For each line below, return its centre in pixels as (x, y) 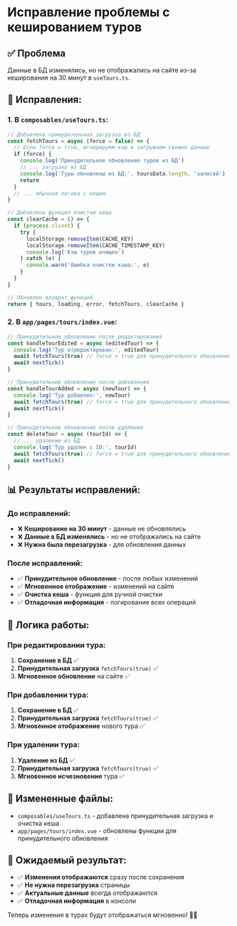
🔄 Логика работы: (48, 625)
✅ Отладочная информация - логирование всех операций (107, 603)
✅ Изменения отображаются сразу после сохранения (101, 877)
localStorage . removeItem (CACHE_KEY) (80, 239)
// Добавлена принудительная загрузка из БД (74, 135)
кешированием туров (75, 27)
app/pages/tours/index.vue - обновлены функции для (97, 831)
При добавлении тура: (48, 695)
